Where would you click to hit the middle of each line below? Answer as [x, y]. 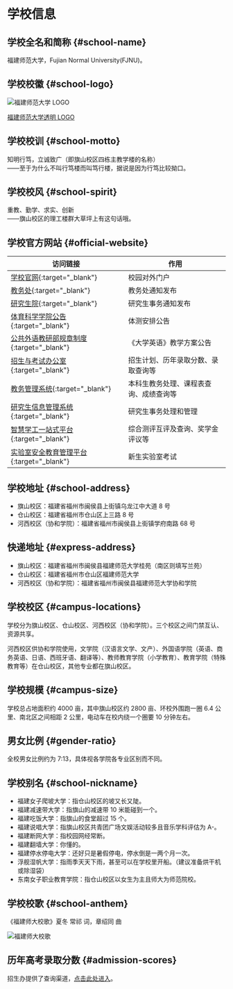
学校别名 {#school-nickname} [72, 783]
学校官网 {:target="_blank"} [54, 278]
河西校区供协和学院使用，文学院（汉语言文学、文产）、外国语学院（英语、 [112, 649]
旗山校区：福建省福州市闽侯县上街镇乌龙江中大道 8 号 [94, 506]
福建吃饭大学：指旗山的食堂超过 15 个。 [74, 818]
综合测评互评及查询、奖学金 [173, 429]
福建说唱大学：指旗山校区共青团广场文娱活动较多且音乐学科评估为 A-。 [119, 827]
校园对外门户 [149, 278]
